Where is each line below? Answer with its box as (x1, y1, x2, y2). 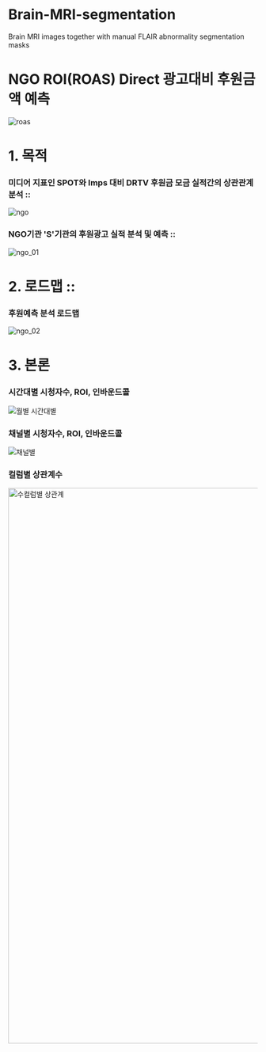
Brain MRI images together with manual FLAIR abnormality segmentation (8, 32, 245, 41)
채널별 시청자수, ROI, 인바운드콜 (8, 427, 123, 439)
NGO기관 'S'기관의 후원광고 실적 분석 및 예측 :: (8, 229, 177, 240)
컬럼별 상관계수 (8, 469, 63, 480)
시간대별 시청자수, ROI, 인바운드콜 (8, 386, 131, 397)
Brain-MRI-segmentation (8, 6, 177, 24)
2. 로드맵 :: (8, 277, 76, 295)
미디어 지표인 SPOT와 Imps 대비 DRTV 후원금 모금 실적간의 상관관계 (8, 177, 253, 188)
